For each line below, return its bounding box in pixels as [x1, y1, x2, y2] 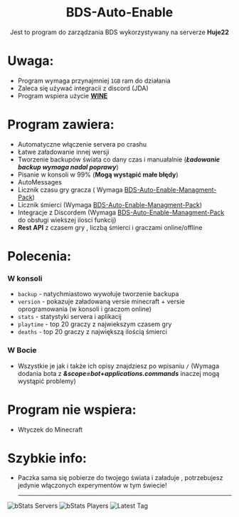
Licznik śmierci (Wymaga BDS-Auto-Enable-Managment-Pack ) [17, 200, 203, 209]
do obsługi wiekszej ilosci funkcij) [17, 215, 117, 224]
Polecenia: [7, 249, 72, 264]
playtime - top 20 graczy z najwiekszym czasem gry [17, 320, 172, 328]
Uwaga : [7, 53, 54, 69]
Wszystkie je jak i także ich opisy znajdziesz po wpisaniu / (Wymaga [17, 361, 219, 370]
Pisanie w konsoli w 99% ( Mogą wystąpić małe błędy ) [17, 170, 179, 179]
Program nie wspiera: [7, 402, 137, 417]
